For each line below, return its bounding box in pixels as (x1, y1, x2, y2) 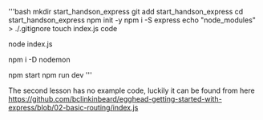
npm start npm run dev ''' (8, 70, 92, 79)
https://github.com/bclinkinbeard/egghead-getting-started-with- (8, 94, 222, 103)
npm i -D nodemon (8, 55, 71, 64)
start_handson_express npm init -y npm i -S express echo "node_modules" (8, 15, 257, 25)
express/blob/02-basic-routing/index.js (8, 103, 139, 112)
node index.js (8, 39, 53, 49)
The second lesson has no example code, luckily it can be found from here (8, 86, 255, 95)
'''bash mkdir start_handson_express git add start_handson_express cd (8, 7, 244, 16)
